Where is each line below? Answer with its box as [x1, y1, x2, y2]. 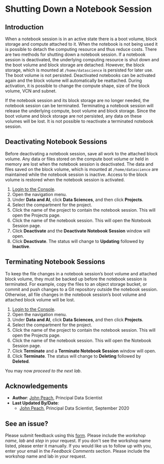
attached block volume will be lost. [5, 296, 75, 302]
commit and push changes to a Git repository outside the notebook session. [5, 286, 158, 292]
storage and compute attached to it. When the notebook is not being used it [5, 41, 158, 47]
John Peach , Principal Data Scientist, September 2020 [19, 405, 130, 411]
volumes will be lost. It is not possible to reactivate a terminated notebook [5, 119, 154, 124]
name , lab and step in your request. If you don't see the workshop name [5, 438, 151, 444]
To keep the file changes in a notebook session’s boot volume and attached [5, 270, 158, 276]
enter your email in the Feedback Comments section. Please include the [5, 448, 150, 454]
